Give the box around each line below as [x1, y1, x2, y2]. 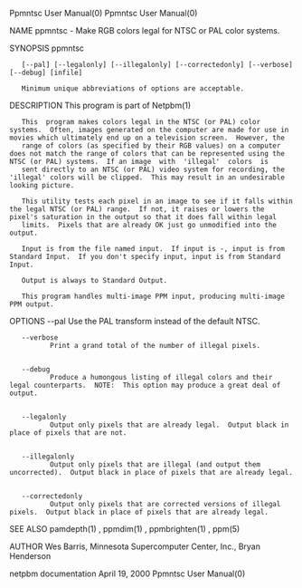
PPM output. [9, 300, 54, 309]
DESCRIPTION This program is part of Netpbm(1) [9, 100, 192, 111]
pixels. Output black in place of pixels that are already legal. [9, 507, 269, 516]
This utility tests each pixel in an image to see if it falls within [21, 197, 294, 206]
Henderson [9, 551, 52, 561]
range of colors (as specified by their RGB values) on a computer [21, 141, 281, 150]
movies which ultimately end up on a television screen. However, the [9, 133, 285, 142]
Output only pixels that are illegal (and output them [49, 460, 260, 469]
